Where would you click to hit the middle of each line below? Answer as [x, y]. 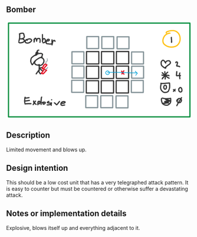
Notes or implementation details [66, 214]
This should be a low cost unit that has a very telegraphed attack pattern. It [97, 182]
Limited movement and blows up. [46, 150]
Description [28, 135]
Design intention [37, 168]
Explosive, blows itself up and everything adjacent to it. [73, 228]
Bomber [21, 10]
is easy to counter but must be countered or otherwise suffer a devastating [97, 189]
